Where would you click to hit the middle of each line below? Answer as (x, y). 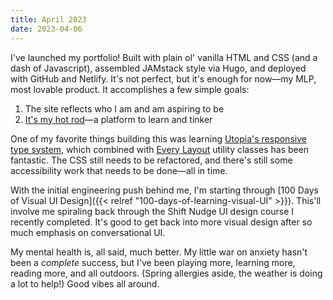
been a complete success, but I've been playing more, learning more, (153, 262)
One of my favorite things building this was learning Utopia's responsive (158, 138)
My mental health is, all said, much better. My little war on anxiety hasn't (159, 252)
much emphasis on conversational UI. (88, 232)
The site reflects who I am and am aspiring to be (124, 108)
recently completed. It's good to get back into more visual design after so (161, 222)
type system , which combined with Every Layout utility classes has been (160, 149)
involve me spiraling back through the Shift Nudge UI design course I (152, 211)
